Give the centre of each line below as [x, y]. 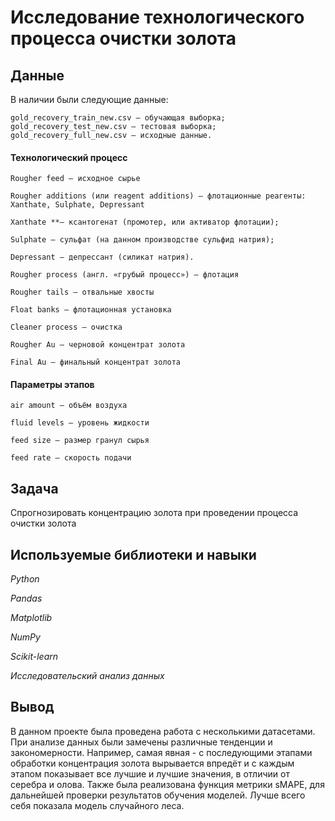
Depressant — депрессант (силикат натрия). [102, 257]
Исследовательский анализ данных [87, 676]
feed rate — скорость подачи [71, 458]
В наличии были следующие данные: [89, 99]
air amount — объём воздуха [69, 406]
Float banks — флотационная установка [91, 310]
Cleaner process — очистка [66, 327]
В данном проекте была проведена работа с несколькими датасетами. [163, 731]
